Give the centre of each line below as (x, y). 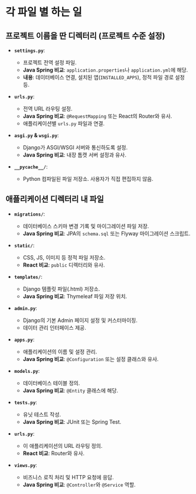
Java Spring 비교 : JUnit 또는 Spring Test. (72, 422)
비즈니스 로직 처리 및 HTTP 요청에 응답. (68, 477)
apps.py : (24, 339)
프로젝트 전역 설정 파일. (50, 62)
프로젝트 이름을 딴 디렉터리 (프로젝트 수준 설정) (86, 36)
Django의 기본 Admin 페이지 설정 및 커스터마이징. (80, 320)
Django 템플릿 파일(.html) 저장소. (61, 289)
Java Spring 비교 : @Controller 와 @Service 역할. (79, 485)
